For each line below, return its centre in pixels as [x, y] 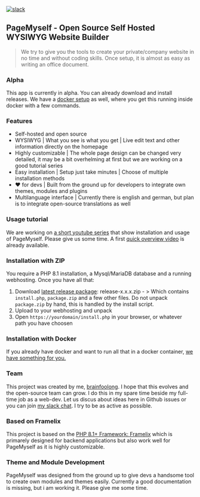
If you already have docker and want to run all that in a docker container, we [100, 352]
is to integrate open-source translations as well [73, 204]
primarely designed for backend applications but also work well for [88, 440]
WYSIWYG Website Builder [58, 37]
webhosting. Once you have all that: [50, 280]
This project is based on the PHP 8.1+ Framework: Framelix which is [90, 434]
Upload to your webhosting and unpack [63, 310]
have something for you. [36, 358]
